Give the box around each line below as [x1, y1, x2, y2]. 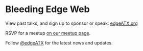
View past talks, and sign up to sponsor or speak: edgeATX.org [5, 20, 138, 26]
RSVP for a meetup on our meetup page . [5, 30, 91, 36]
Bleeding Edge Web [5, 4, 90, 15]
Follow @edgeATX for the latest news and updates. [5, 39, 113, 46]
